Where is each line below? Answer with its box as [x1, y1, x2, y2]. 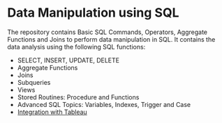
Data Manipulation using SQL [7, 5, 179, 21]
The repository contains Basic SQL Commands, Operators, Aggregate [7, 28, 208, 36]
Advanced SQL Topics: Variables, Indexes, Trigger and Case [17, 100, 191, 108]
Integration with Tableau [17, 108, 87, 116]
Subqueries [17, 78, 51, 86]
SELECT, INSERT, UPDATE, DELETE [17, 56, 120, 64]
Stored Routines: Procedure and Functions [17, 92, 140, 101]
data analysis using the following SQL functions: [7, 42, 146, 51]
